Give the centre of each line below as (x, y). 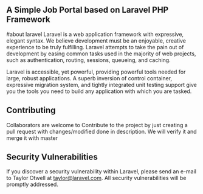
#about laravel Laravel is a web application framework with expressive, (95, 34)
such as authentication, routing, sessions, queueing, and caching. (89, 60)
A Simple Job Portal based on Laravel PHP (88, 10)
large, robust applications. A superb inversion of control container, (89, 78)
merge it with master (32, 138)
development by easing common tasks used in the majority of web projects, (101, 54)
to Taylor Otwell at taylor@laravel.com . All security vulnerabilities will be (96, 178)
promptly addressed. (33, 184)
